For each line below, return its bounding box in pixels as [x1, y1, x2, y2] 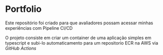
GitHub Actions [5, 45, 36, 51]
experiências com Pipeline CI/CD [5, 25, 73, 31]
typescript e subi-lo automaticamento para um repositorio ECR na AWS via [5, 40, 159, 46]
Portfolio [5, 3, 42, 15]
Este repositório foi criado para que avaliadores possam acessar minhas [5, 20, 154, 26]
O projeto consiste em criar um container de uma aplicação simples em [5, 35, 152, 41]
